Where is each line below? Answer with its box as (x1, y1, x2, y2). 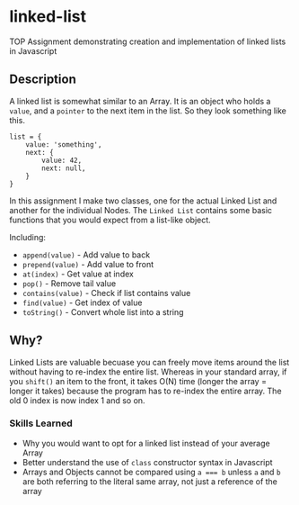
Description (9, 72, 76, 87)
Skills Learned (9, 417, 74, 429)
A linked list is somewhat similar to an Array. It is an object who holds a (9, 95, 271, 106)
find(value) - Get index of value (22, 297, 143, 308)
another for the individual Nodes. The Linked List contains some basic (9, 204, 272, 215)
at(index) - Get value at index (22, 268, 135, 279)
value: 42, (41, 156, 83, 165)
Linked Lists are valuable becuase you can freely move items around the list (9, 356, 290, 367)
